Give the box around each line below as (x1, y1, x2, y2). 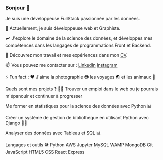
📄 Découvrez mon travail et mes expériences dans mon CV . (5, 52, 128, 58)
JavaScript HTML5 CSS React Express (5, 149, 85, 155)
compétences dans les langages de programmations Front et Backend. (5, 42, 151, 49)
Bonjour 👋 (5, 4, 30, 11)
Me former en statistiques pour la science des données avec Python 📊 (5, 103, 152, 109)
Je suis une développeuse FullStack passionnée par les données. (5, 16, 140, 22)
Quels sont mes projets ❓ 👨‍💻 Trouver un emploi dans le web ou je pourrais (5, 86, 158, 92)
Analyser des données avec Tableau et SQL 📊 (5, 130, 101, 136)
